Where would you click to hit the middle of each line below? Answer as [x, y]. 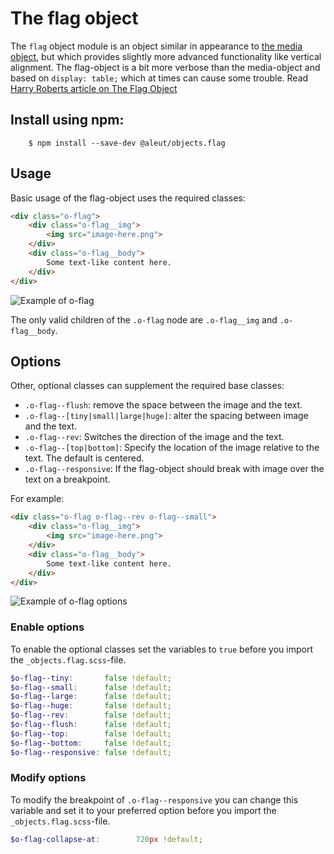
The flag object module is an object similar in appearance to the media [156, 46]
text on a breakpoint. [67, 479]
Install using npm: [67, 120]
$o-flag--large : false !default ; [91, 697]
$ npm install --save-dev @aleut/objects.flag [127, 143]
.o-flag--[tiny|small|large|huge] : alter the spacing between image [166, 416]
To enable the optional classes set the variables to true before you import [161, 649]
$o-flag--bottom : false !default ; [91, 743]
